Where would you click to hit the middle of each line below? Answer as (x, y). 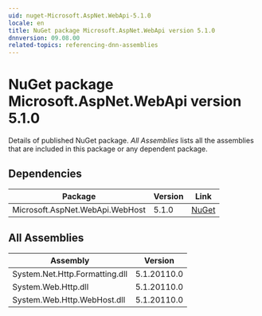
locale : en (26, 23)
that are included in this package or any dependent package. (108, 149)
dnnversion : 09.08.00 (44, 38)
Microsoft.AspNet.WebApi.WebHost (79, 209)
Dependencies (45, 174)
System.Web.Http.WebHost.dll (69, 299)
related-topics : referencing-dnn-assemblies (83, 45)
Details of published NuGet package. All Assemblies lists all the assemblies (131, 141)
